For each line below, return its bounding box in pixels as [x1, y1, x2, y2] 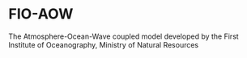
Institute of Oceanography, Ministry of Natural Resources [8, 39, 199, 49]
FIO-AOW [8, 5, 74, 23]
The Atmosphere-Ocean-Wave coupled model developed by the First [8, 31, 239, 41]
